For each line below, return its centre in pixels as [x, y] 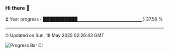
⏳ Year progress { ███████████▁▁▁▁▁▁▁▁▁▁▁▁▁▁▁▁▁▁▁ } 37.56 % [84, 19]
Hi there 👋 [18, 8]
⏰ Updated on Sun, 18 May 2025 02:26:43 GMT [55, 35]
